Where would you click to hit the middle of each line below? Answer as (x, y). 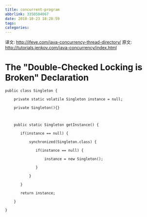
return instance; (38, 193)
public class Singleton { (31, 91)
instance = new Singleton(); (74, 159)
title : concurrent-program (32, 10)
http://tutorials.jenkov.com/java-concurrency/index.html (61, 48)
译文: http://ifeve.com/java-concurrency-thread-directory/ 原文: (69, 42)
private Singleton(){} (37, 108)
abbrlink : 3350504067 (27, 14)
